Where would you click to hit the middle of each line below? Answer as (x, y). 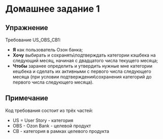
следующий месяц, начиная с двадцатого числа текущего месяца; (85, 61)
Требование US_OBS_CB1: (33, 40)
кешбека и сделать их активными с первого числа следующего (82, 71)
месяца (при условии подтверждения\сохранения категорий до (82, 77)
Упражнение (27, 28)
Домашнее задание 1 (53, 9)
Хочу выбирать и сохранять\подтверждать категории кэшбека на (84, 55)
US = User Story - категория (43, 120)
